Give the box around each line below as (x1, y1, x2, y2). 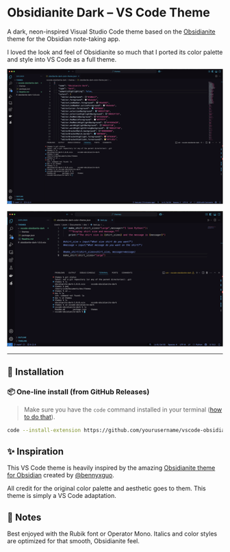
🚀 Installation (7, 366, 64, 378)
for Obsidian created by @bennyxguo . (7, 471, 114, 479)
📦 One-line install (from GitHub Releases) (7, 387, 150, 397)
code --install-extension (7, 427, 81, 434)
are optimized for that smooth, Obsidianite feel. (7, 537, 140, 545)
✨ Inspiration (7, 445, 64, 457)
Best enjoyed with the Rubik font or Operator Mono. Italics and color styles (7, 529, 218, 538)
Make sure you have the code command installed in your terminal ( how (23, 405, 222, 414)
